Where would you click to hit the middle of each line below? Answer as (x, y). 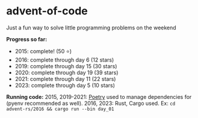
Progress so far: (27, 39)
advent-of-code (47, 11)
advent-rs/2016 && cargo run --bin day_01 (60, 109)
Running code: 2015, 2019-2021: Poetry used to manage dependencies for (99, 96)
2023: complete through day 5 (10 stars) (65, 85)
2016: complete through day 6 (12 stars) (64, 60)
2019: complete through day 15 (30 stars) (66, 66)
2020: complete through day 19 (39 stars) (67, 72)
